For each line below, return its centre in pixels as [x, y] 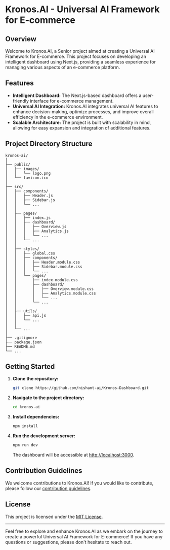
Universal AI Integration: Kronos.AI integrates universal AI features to [85, 106]
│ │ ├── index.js [28, 218]
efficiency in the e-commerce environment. [58, 117]
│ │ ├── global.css [30, 253]
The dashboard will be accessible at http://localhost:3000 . [73, 455]
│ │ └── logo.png [28, 173]
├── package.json [24, 342]
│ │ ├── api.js [26, 315]
